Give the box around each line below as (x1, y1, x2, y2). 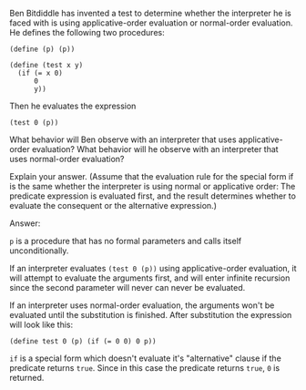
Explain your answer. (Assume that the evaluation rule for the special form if (9, 171, 294, 181)
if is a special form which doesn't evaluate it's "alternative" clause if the (9, 353, 282, 364)
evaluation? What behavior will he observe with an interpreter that (31, 144, 280, 154)
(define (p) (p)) (9, 45, 76, 54)
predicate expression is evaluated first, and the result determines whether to (9, 190, 296, 201)
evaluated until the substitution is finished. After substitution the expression (9, 310, 292, 320)
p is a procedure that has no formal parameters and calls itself (9, 236, 242, 246)
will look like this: (9, 319, 74, 330)
